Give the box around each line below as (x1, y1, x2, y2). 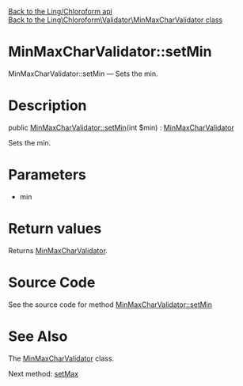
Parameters (8, 166, 87, 184)
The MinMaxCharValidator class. (8, 354, 115, 363)
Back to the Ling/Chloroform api (8, 7, 112, 16)
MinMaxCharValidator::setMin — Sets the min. (8, 69, 158, 78)
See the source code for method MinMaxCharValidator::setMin (8, 300, 212, 309)
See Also (8, 327, 68, 345)
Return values (8, 220, 102, 237)
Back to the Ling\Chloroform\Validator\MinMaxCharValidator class (8, 15, 223, 25)
